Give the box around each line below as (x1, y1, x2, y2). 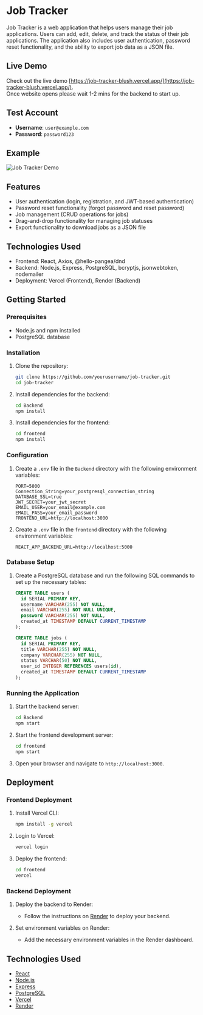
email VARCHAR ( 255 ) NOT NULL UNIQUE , (21, 607, 117, 613)
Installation (6, 348, 41, 357)
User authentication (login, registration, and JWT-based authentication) (15, 198, 194, 205)
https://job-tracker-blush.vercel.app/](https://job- (71, 77, 194, 84)
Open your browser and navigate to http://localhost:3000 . (15, 759, 164, 767)
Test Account (6, 108, 58, 118)
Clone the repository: (15, 362, 69, 369)
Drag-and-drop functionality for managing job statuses (15, 217, 153, 225)
